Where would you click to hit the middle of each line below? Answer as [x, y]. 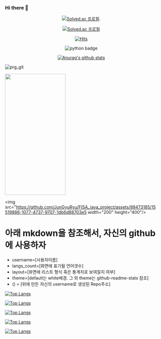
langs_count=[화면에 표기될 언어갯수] [48, 266]
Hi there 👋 [17, 8]
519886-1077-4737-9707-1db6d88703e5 [46, 212]
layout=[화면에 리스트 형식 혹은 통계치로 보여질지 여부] [64, 272]
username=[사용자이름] [35, 260]
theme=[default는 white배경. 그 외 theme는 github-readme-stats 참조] [80, 278]
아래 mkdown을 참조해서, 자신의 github [80, 234]
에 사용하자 [26, 246]
